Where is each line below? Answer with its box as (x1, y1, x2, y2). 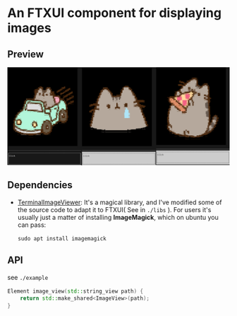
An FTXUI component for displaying (7, 5, 222, 21)
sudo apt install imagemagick (17, 235, 107, 242)
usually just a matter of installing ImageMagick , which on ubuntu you (17, 213, 219, 221)
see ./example (7, 273, 49, 281)
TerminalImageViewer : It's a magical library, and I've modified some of (17, 198, 222, 206)
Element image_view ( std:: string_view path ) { (7, 288, 143, 295)
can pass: (17, 221, 47, 229)
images (7, 20, 51, 36)
